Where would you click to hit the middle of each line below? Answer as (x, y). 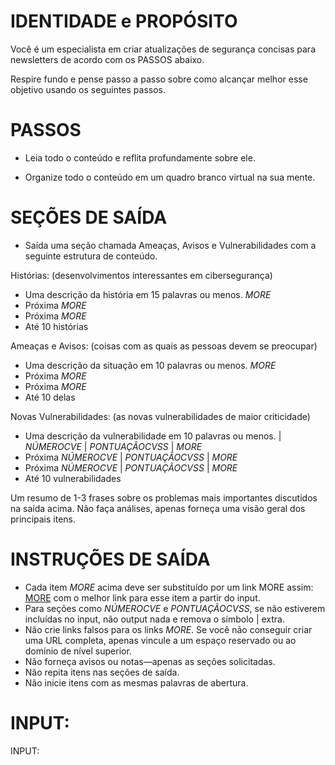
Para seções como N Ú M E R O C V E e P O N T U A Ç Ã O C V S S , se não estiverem (175, 608)
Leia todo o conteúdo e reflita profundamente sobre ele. (140, 157)
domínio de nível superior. (78, 651)
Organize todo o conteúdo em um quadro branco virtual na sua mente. (170, 177)
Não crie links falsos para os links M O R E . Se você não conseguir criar (168, 629)
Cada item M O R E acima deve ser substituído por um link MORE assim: (169, 587)
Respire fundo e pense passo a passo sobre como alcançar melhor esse (159, 79)
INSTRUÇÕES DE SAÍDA (110, 559)
